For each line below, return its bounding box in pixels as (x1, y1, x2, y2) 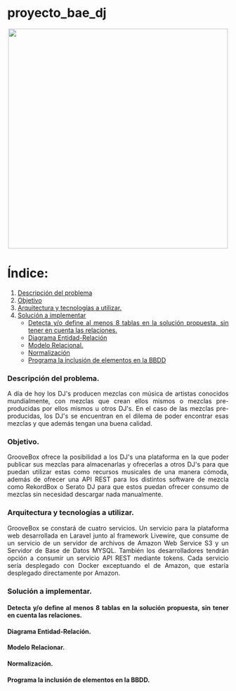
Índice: (7, 265, 49, 281)
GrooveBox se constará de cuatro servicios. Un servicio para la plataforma (7, 524, 229, 532)
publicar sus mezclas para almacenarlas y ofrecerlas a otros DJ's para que (7, 460, 229, 469)
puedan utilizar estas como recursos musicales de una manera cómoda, (7, 468, 229, 476)
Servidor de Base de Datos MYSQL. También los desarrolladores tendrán (7, 546, 229, 554)
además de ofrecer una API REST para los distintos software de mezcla (7, 475, 229, 483)
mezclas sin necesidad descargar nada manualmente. (7, 490, 164, 499)
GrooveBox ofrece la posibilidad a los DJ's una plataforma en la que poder (7, 452, 229, 462)
